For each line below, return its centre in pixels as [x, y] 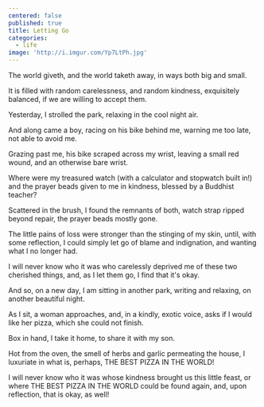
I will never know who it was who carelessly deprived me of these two [123, 266]
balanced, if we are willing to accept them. [78, 99]
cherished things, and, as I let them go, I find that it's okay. [104, 275]
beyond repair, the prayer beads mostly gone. [83, 219]
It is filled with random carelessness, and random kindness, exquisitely [124, 91]
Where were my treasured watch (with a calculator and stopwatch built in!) [130, 178]
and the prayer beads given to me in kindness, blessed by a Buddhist [121, 186]
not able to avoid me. [43, 139]
